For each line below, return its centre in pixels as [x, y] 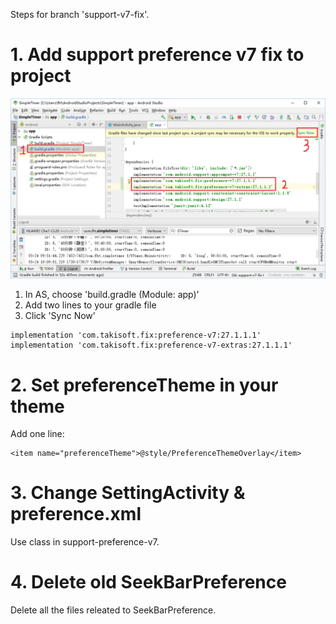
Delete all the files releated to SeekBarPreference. [113, 610]
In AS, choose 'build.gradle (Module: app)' [112, 295]
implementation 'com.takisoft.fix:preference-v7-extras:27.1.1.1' [151, 345]
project [41, 76]
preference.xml [76, 514]
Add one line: [37, 434]
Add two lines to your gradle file [90, 305]
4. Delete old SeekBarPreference [148, 582]
